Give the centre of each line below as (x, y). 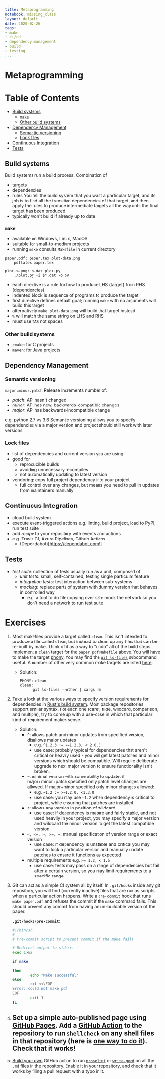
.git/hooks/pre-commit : (36, 921)
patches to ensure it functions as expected (78, 855)
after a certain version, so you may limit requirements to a (93, 871)
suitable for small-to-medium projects (51, 244)
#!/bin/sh (22, 930)
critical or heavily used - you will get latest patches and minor (97, 755)
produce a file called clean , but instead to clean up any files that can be (85, 641)
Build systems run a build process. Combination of (56, 175)
